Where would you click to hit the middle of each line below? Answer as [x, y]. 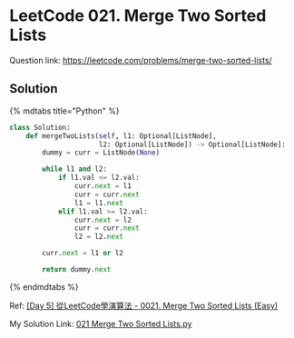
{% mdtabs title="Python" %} [64, 111]
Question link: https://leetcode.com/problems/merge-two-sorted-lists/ [141, 60]
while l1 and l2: [74, 169]
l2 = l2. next [99, 237]
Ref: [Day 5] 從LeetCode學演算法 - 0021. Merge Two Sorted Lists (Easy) [144, 305]
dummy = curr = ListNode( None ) [101, 153]
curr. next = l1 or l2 [83, 253]
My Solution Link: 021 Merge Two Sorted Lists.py [101, 323]
